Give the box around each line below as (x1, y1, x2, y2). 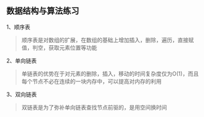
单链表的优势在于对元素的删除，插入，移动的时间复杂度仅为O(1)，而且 (21, 70, 199, 77)
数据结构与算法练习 (6, 6, 79, 17)
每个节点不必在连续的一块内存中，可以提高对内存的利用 (21, 77, 162, 85)
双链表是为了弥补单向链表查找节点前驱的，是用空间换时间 (21, 104, 167, 111)
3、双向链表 (6, 91, 37, 98)
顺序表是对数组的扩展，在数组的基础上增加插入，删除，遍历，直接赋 (21, 36, 194, 43)
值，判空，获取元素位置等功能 (21, 43, 97, 51)
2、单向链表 (6, 57, 37, 64)
